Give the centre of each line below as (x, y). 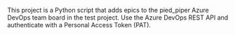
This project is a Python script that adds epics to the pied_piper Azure (108, 10)
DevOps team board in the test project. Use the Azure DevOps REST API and (118, 17)
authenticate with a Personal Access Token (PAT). (79, 25)
